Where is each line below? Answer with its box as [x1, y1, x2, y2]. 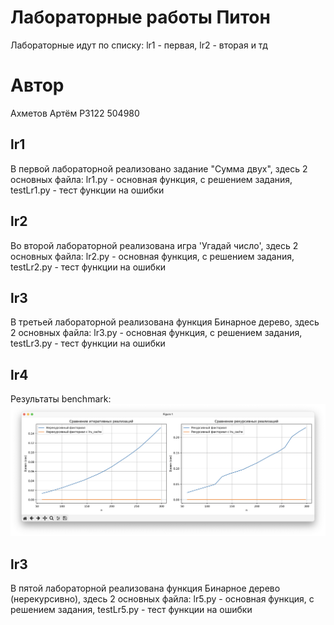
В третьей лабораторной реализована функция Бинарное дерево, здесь [10, 316, 320, 328]
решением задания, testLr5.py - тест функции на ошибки [10, 604, 253, 616]
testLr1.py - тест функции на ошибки [10, 184, 165, 196]
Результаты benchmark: [10, 393, 112, 405]
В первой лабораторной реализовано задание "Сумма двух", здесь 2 [10, 162, 308, 175]
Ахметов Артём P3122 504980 [10, 107, 140, 119]
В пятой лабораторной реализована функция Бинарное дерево [10, 582, 281, 595]
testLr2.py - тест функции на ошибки [10, 261, 167, 273]
